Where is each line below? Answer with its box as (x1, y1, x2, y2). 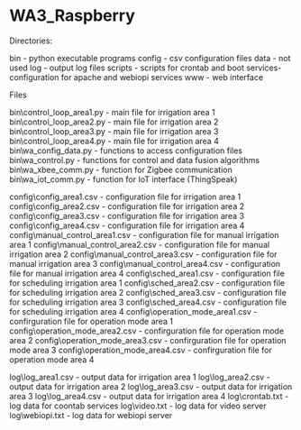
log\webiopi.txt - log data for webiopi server (9, 409, 173, 420)
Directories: (9, 35, 52, 46)
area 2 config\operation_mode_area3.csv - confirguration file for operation (9, 334, 287, 345)
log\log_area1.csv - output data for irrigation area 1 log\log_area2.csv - (9, 371, 270, 382)
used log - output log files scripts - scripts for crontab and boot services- (9, 62, 282, 73)
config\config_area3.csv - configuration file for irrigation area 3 (9, 210, 245, 221)
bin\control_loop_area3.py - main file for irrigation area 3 (9, 125, 219, 136)
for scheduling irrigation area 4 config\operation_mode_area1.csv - (9, 306, 258, 316)
